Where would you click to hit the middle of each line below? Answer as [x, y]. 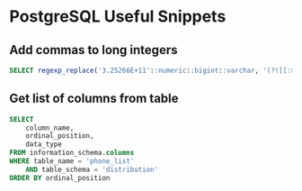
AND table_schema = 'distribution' [92, 169]
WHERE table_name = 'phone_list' [72, 161]
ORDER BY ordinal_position [60, 177]
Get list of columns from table [94, 99]
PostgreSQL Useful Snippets [118, 17]
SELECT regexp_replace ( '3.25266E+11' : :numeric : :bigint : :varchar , [134, 70]
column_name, [50, 128]
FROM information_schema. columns [72, 153]
